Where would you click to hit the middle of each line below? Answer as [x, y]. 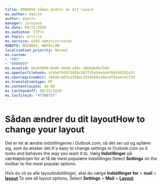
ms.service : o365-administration [39, 41]
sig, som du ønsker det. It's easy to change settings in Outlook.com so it [76, 148]
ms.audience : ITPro [25, 32]
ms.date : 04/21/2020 [26, 28]
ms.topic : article [23, 37]
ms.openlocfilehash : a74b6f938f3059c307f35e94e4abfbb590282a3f [70, 73]
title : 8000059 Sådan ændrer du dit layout [50, 9]
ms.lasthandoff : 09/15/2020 [33, 91]
